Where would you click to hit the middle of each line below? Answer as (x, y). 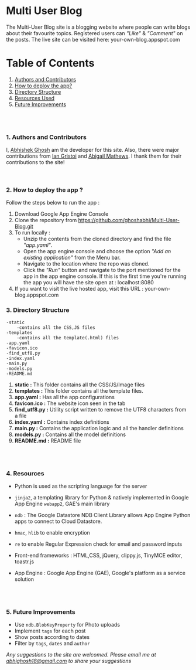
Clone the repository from (46, 220)
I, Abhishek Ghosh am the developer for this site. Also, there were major (93, 150)
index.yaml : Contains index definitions (62, 422)
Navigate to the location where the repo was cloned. (86, 264)
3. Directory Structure (38, 310)
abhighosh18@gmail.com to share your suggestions (69, 661)
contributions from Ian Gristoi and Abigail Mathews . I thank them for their (94, 156)
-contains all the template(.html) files (68, 338)
